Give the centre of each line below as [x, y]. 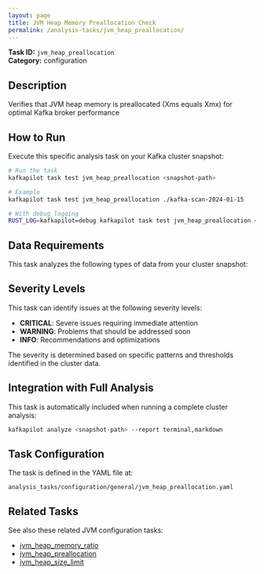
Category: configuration [48, 60]
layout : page [29, 15]
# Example [24, 192]
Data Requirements [56, 245]
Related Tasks [43, 511]
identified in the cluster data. [55, 363]
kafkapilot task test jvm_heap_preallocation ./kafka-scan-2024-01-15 [126, 199]
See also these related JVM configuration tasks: [86, 530]
